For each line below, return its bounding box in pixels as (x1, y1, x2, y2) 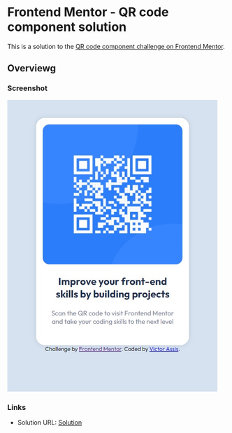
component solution (7, 19, 127, 35)
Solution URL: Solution (17, 418, 82, 427)
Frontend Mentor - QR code (7, 4, 169, 20)
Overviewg (7, 62, 57, 74)
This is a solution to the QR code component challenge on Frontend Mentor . (7, 42, 225, 50)
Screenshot (7, 83, 48, 93)
